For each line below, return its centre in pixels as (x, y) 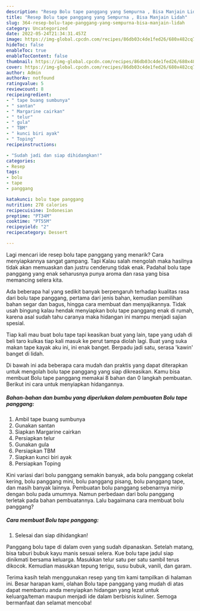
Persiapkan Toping (38, 463)
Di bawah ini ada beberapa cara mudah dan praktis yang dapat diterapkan (97, 365)
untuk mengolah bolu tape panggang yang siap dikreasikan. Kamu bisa (93, 371)
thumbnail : (20, 61)
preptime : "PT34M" (29, 216)
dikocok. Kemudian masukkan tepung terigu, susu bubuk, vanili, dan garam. (99, 566)
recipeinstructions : (32, 144)
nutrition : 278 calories (37, 205)
